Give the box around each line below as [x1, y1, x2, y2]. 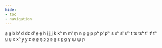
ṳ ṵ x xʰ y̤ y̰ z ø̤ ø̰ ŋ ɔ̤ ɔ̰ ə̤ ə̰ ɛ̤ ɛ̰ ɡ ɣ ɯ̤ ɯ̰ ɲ [5, 36, 85, 42]
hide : [5, 7, 16, 12]
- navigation [5, 16, 32, 21]
